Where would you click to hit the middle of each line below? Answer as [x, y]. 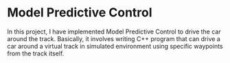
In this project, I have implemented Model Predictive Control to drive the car [114, 32]
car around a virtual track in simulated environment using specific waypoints [115, 46]
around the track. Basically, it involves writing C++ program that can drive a [114, 38]
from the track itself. [36, 53]
